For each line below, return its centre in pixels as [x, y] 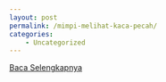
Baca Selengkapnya [46, 68]
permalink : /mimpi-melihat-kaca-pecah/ [83, 26]
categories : [31, 34]
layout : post [33, 17]
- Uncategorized [56, 42]
